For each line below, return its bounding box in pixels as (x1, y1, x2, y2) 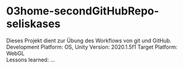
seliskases (6, 17, 61, 31)
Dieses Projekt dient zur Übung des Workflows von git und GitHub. (6, 37, 172, 44)
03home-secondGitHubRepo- (6, 4, 160, 18)
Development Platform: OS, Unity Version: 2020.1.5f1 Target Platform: (6, 43, 178, 51)
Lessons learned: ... (6, 56, 55, 63)
